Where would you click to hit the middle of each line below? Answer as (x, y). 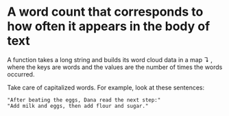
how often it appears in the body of (109, 26)
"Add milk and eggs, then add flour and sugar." (78, 106)
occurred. (21, 74)
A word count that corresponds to (105, 12)
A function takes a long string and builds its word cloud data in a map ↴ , (110, 59)
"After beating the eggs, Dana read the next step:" (84, 100)
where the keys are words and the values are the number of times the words (115, 67)
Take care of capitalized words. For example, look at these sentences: (106, 87)
